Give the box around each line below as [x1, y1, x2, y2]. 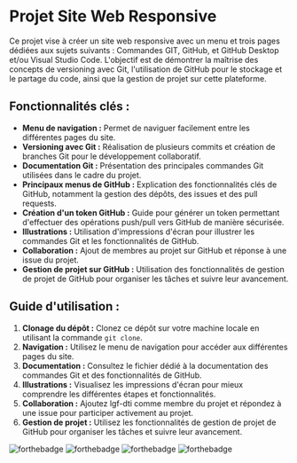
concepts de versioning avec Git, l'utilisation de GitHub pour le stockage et [9, 64, 283, 75]
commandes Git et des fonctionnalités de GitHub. [21, 370, 202, 381]
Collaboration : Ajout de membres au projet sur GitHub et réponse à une [21, 245, 287, 255]
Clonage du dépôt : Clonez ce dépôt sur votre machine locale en [21, 322, 260, 334]
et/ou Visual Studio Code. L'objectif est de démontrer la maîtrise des [9, 54, 259, 65]
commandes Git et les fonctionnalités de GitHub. [21, 235, 199, 246]
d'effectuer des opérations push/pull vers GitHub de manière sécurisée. [21, 216, 285, 227]
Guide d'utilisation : [9, 299, 120, 314]
